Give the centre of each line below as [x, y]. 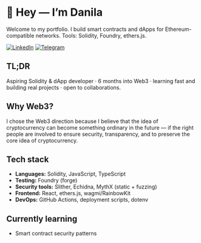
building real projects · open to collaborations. [64, 87]
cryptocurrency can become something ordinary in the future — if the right [100, 127]
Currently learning [42, 218]
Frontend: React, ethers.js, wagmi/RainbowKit [73, 193]
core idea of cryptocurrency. [42, 140]
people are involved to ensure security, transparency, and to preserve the [98, 134]
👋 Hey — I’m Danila [55, 12]
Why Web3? [30, 106]
